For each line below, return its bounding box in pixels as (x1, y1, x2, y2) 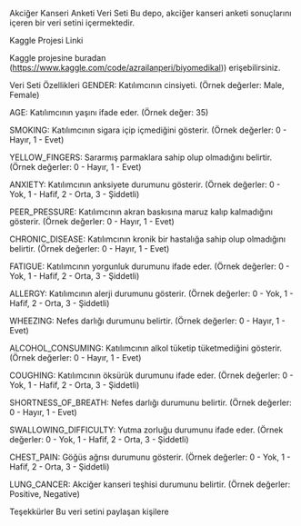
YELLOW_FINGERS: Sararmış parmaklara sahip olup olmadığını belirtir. (9, 152, 273, 163)
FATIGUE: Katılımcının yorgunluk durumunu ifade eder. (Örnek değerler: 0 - (9, 261, 290, 272)
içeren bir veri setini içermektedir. (9, 17, 135, 28)
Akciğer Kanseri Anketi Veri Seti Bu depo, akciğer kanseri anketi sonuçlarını (9, 8, 292, 18)
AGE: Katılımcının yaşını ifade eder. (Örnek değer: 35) (9, 107, 209, 117)
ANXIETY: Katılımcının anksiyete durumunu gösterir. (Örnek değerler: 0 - (9, 179, 281, 190)
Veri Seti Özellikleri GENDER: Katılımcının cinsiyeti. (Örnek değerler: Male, (9, 80, 285, 90)
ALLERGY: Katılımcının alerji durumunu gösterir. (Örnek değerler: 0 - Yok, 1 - (9, 288, 294, 299)
